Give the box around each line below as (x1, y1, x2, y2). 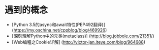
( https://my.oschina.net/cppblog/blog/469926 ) (11, 27, 107, 33)
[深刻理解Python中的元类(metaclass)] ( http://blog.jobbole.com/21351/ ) (11, 33, 155, 39)
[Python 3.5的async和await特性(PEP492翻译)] (11, 22, 105, 27)
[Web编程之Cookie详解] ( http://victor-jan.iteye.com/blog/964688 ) (11, 39, 146, 45)
